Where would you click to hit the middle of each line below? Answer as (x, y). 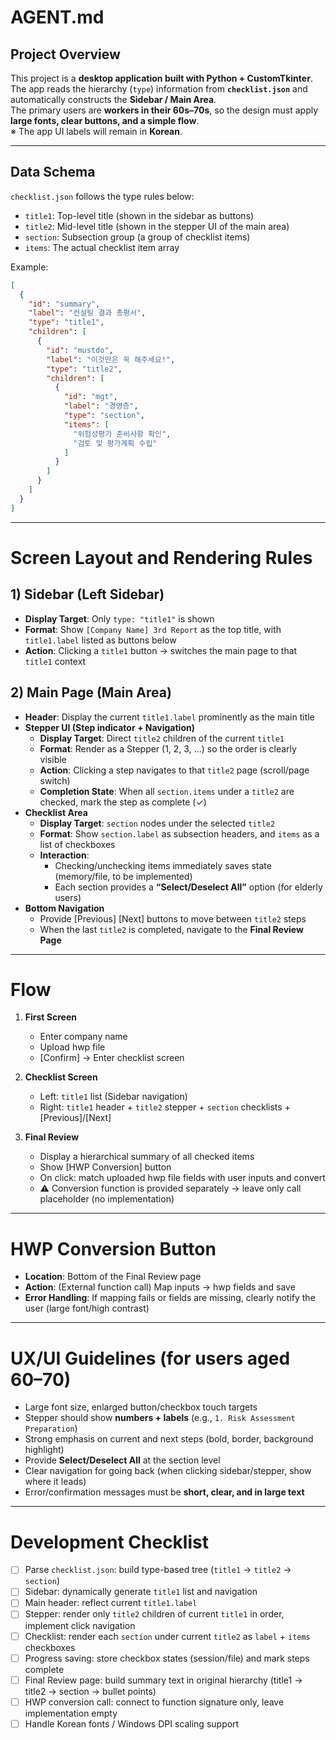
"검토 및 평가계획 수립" (115, 443)
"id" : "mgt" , (90, 397)
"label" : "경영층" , (101, 406)
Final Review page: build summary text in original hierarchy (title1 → (163, 1680)
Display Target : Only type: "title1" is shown (119, 618)
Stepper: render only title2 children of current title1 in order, (154, 1614)
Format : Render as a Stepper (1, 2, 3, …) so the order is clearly (168, 748)
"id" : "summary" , (64, 304)
